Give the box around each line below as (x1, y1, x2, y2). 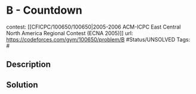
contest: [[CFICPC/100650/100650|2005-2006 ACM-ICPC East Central (6, 23, 181, 30)
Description (6, 59, 51, 70)
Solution (6, 80, 38, 90)
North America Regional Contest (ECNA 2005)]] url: (6, 29, 133, 36)
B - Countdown (6, 4, 82, 17)
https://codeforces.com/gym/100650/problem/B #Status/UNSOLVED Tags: (6, 36, 190, 43)
